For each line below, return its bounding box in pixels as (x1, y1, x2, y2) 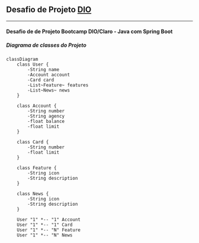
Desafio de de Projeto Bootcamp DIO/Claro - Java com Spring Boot (6, 28, 173, 35)
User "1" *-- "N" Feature (17, 227, 81, 233)
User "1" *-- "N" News (17, 232, 73, 238)
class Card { (17, 139, 49, 145)
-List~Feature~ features (27, 82, 89, 88)
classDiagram (6, 56, 38, 63)
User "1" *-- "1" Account (17, 217, 81, 223)
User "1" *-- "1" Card (17, 222, 73, 228)
